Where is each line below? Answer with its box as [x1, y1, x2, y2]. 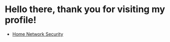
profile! [5, 14, 37, 26]
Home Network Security [12, 31, 63, 37]
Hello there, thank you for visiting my [5, 4, 165, 15]
